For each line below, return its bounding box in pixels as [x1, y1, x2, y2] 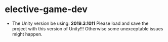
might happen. [12, 31, 43, 37]
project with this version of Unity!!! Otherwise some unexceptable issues [12, 25, 163, 31]
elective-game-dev [5, 4, 88, 15]
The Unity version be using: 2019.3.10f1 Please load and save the [12, 20, 149, 26]
